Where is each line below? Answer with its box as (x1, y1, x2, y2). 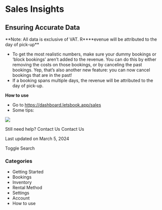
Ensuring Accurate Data (5, 23, 81, 32)
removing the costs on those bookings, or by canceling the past (12, 62, 142, 67)
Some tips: (12, 107, 35, 113)
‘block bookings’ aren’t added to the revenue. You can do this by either (12, 56, 157, 62)
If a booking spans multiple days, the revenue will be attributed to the (12, 78, 154, 83)
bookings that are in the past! (12, 72, 72, 78)
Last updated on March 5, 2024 (5, 136, 70, 142)
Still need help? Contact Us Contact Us (5, 126, 84, 132)
